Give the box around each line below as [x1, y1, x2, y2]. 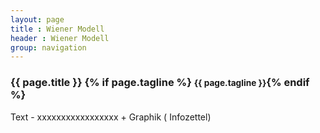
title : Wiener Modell [10, 24, 105, 34]
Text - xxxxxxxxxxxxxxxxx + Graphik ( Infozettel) [10, 111, 212, 123]
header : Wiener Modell [10, 33, 110, 43]
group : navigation [10, 42, 87, 53]
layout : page [10, 14, 65, 25]
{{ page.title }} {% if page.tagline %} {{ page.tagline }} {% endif [10, 76, 310, 90]
